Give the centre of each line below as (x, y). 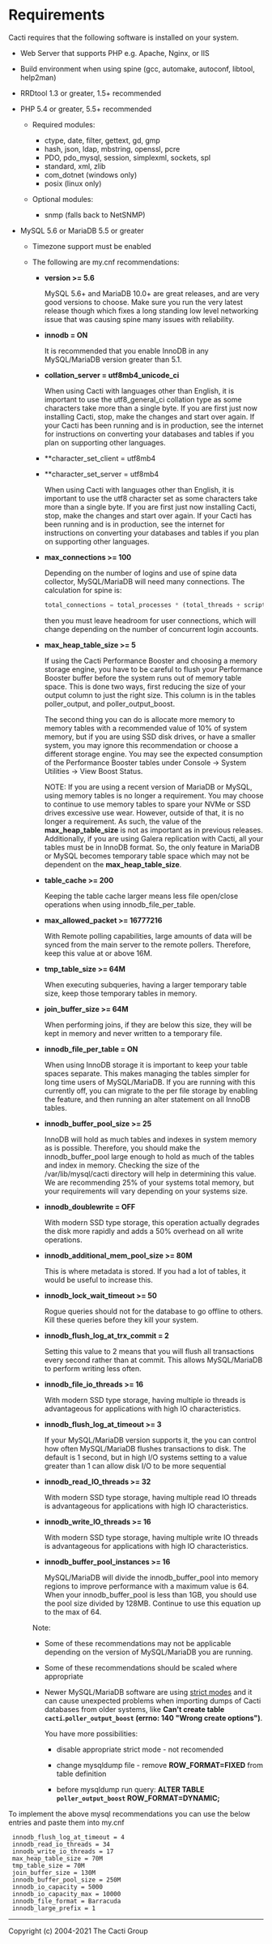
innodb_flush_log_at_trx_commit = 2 (107, 1335)
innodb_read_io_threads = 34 (61, 1844)
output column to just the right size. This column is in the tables (150, 695)
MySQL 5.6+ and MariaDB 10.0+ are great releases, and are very (152, 293)
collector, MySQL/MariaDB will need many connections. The (144, 581)
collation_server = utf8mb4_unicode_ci (112, 375)
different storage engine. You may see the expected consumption (153, 754)
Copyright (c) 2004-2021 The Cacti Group (78, 1931)
